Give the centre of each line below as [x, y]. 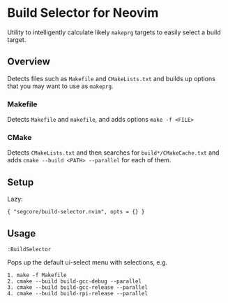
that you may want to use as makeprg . [60, 86]
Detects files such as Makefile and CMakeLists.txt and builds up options [112, 78]
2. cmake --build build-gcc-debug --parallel [74, 281]
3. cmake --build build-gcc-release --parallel [78, 287]
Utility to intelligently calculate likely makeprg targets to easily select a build [114, 32]
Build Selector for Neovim [83, 13]
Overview [29, 62]
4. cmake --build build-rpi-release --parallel [78, 293]
